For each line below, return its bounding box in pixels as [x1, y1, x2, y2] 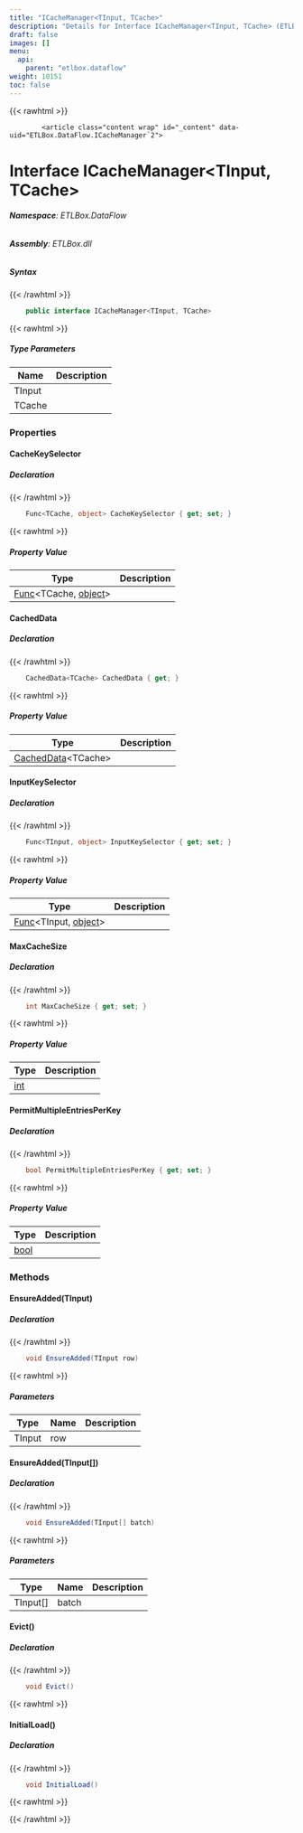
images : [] [9, 38, 50, 48]
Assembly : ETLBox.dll [9, 239, 92, 249]
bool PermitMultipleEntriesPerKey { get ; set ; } [25, 1165, 212, 1175]
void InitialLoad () [25, 1780, 99, 1790]
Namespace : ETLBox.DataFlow [9, 210, 127, 221]
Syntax [9, 266, 38, 277]
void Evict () [25, 1682, 75, 1691]
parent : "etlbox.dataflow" [25, 64, 127, 73]
